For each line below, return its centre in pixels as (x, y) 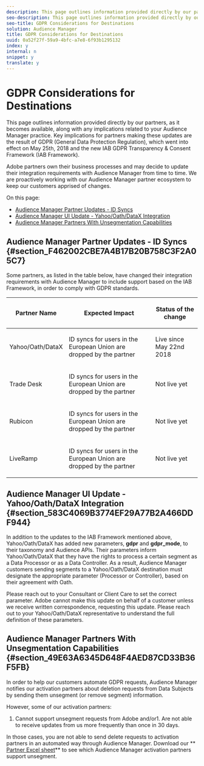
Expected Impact (109, 313)
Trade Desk (26, 384)
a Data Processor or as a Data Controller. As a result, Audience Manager (97, 563)
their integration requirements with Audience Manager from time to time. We (102, 173)
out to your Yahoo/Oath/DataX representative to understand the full (90, 613)
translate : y (23, 63)
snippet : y (20, 57)
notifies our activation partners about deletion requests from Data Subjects (100, 688)
